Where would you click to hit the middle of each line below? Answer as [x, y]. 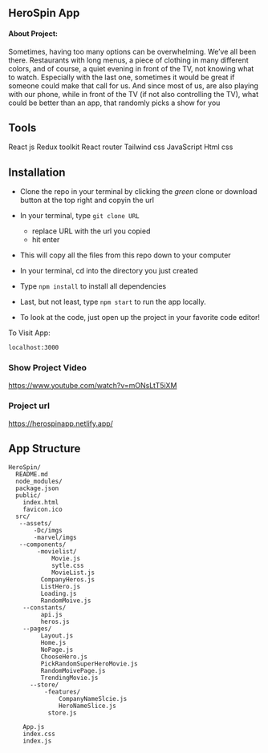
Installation [37, 172]
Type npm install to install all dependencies [93, 286]
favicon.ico [43, 509]
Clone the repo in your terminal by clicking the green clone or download [138, 192]
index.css [39, 734]
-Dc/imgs [48, 530]
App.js [34, 727]
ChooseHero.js [64, 657]
